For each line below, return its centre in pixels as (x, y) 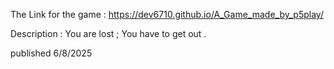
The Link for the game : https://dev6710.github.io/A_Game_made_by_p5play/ (167, 14)
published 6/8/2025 (51, 53)
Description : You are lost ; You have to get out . (108, 33)
